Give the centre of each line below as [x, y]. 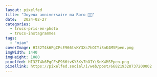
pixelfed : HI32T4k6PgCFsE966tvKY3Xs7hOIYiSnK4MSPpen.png [67, 62]
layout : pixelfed [24, 10]
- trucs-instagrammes [33, 33]
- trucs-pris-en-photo [34, 29]
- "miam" [19, 43]
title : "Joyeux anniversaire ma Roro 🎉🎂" [50, 15]
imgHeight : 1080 [23, 57]
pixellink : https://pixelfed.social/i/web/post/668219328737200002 [79, 66]
